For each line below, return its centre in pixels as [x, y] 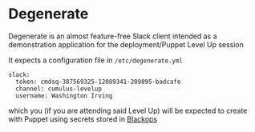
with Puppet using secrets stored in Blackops [83, 119]
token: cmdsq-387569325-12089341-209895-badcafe [98, 82]
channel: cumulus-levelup [59, 89]
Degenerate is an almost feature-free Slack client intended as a [113, 36]
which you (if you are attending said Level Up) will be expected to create [128, 110]
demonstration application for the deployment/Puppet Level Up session [126, 44]
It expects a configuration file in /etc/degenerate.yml [95, 60]
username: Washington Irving [64, 96]
